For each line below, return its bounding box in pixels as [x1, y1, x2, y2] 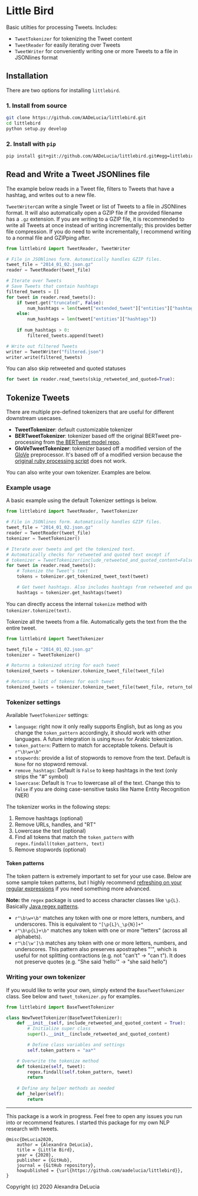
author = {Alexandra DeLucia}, [16, 1142, 94, 1148]
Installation [6, 71, 48, 81]
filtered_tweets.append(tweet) [27, 332, 104, 339]
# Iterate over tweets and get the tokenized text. [6, 546, 136, 552]
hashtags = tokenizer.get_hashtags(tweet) [16, 589, 123, 595]
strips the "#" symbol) [14, 773, 69, 780]
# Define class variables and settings [27, 1042, 126, 1048]
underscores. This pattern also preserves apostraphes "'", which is [14, 946, 177, 953]
